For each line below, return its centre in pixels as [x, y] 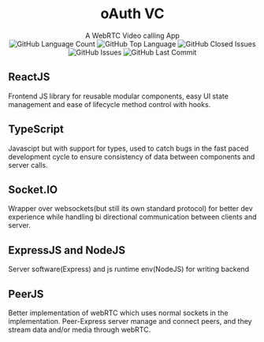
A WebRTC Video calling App [132, 35]
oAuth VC [132, 14]
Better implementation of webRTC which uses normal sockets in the [118, 313]
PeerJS [26, 294]
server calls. [28, 165]
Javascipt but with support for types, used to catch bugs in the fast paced [128, 148]
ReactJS [29, 77]
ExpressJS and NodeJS [67, 250]
